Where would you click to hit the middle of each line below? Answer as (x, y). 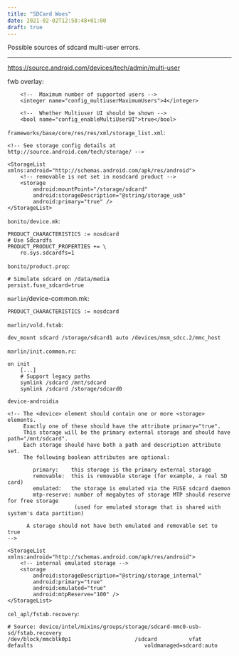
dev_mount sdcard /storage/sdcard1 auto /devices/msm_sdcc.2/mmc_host (114, 338)
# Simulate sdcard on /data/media (59, 279)
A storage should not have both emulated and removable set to (122, 526)
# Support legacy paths (55, 377)
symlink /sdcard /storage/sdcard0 (71, 389)
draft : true (25, 27)
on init (19, 364)
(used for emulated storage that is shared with (148, 507)
